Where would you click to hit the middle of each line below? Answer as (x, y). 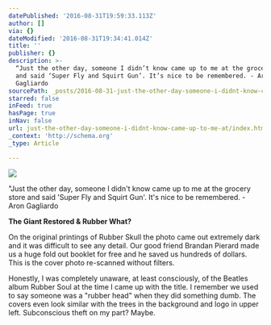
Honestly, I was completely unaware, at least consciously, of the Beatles (128, 278)
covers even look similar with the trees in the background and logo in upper (134, 304)
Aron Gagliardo (33, 206)
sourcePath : (28, 91)
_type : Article (34, 143)
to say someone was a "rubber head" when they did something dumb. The (132, 295)
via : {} (21, 31)
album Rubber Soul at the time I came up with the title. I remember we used (133, 286)
